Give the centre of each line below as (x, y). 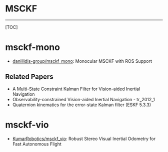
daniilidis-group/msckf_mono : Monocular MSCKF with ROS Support (82, 61)
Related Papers (29, 77)
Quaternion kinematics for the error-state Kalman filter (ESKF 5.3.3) (82, 105)
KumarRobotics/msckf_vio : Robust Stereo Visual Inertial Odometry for (84, 139)
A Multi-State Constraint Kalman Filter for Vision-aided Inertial (76, 89)
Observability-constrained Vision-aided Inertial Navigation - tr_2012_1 (83, 99)
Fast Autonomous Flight (37, 144)
